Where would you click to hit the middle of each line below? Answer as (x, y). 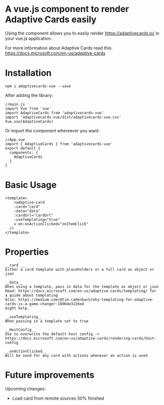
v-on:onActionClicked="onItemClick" (51, 224)
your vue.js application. (29, 38)
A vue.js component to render (67, 9)
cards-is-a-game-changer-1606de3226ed (45, 304)
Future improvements (50, 375)
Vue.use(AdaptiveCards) (29, 122)
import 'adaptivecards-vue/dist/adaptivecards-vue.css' (63, 117)
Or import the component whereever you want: (52, 130)
